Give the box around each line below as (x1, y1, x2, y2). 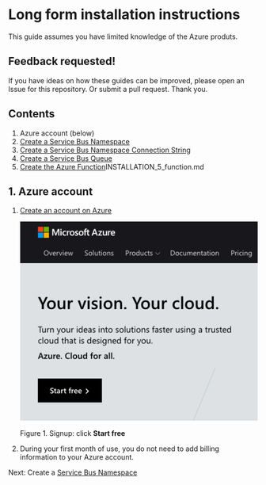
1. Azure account (8, 185, 93, 198)
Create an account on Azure (19, 206, 112, 216)
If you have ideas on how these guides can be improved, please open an (8, 75, 245, 85)
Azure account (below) (19, 128, 95, 138)
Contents (8, 107, 55, 120)
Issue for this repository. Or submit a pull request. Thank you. (8, 84, 208, 94)
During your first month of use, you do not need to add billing (19, 444, 220, 453)
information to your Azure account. (19, 453, 135, 462)
